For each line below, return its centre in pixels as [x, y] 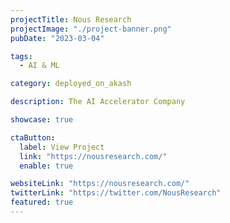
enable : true [46, 166]
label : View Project [62, 147]
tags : [21, 56]
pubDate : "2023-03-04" [57, 38]
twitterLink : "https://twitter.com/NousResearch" [116, 193]
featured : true [42, 202]
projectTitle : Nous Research [71, 19]
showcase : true [42, 120]
